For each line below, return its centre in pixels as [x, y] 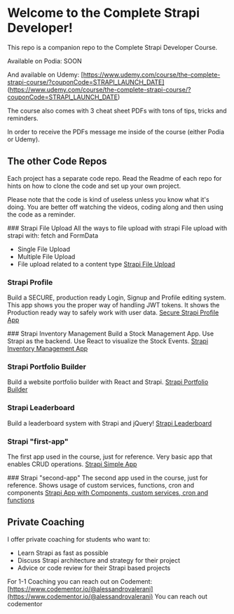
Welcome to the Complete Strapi [104, 13]
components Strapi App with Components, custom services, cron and [108, 492]
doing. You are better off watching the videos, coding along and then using [115, 207]
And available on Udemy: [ [46, 75]
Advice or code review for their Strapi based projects [94, 568]
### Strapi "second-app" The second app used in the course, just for [108, 478]
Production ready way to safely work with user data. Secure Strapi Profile [113, 313]
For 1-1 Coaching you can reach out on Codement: [80, 581]
